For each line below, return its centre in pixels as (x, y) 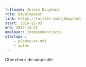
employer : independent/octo (34, 32)
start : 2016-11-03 (24, 23)
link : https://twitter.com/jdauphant (43, 18)
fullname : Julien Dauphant (32, 9)
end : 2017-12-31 (21, 28)
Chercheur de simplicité (29, 59)
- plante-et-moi (30, 41)
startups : (16, 37)
